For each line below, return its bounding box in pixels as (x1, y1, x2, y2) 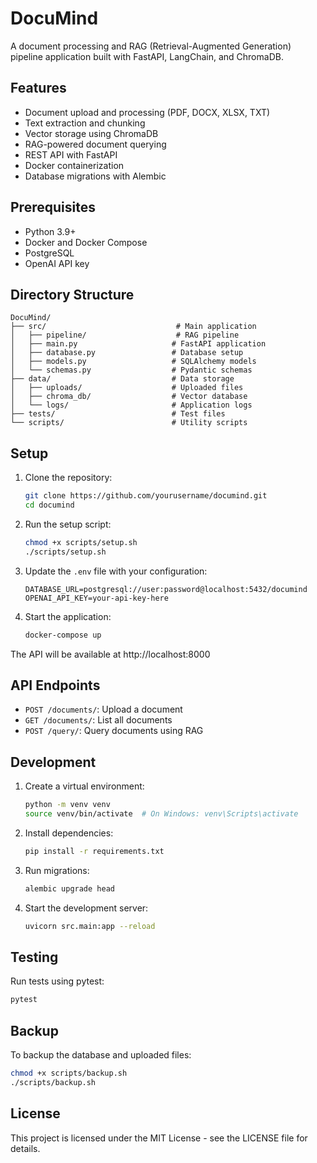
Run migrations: (24, 864, 90, 876)
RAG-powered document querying (24, 138, 167, 150)
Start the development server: (24, 902, 149, 914)
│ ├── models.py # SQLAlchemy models (10, 357, 257, 367)
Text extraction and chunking (24, 117, 146, 129)
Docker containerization (24, 159, 125, 171)
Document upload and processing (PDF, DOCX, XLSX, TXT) (24, 106, 271, 118)
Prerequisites (10, 199, 96, 216)
